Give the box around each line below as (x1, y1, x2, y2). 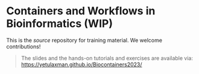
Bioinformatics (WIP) (6, 17, 113, 30)
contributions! (6, 43, 41, 50)
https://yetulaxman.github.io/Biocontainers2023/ (21, 61, 143, 68)
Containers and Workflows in (6, 4, 156, 18)
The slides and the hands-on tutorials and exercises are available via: (21, 54, 193, 61)
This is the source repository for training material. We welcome (6, 36, 163, 44)
